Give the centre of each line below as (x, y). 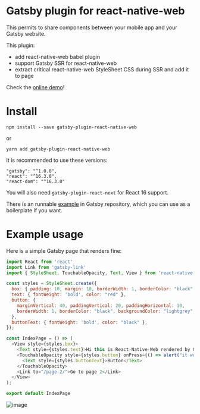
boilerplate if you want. (34, 210)
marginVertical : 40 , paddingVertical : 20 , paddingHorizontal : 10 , (101, 305)
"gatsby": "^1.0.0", (32, 171)
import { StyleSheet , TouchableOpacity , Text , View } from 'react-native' (101, 273)
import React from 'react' (40, 262)
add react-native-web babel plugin (57, 57)
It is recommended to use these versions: (57, 160)
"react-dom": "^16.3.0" (36, 181)
